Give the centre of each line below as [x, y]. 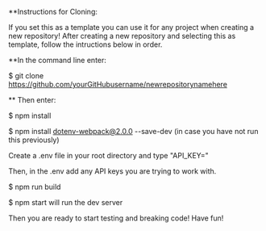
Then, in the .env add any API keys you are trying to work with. [112, 171]
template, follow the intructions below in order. [85, 44]
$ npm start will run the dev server [66, 202]
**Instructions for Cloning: [53, 12]
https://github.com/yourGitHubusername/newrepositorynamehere [118, 84]
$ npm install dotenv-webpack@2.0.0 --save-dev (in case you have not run [133, 131]
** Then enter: [32, 100]
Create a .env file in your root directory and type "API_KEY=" [109, 155]
